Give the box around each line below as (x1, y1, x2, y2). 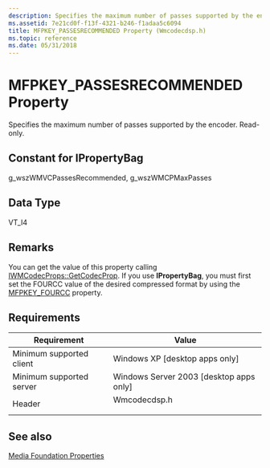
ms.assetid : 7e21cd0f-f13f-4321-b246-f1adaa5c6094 (8, 19, 182, 27)
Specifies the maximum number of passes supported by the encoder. (8, 120, 238, 129)
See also (8, 429, 52, 443)
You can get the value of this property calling (8, 262, 157, 271)
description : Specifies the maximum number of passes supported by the (8, 11, 253, 20)
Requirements (8, 311, 80, 324)
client (12, 358, 34, 369)
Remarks (8, 241, 55, 254)
